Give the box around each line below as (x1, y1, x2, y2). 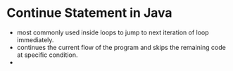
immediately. (16, 35, 54, 44)
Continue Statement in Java (6, 5, 173, 21)
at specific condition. (16, 51, 78, 59)
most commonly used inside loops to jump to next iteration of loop (16, 28, 209, 37)
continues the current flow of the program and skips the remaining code (16, 43, 226, 51)
